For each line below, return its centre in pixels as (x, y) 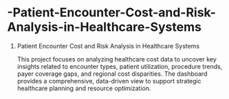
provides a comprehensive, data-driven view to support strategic (109, 81)
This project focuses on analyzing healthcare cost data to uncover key (117, 59)
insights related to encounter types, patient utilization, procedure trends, (120, 66)
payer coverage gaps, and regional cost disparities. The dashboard (112, 74)
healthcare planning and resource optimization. (84, 88)
